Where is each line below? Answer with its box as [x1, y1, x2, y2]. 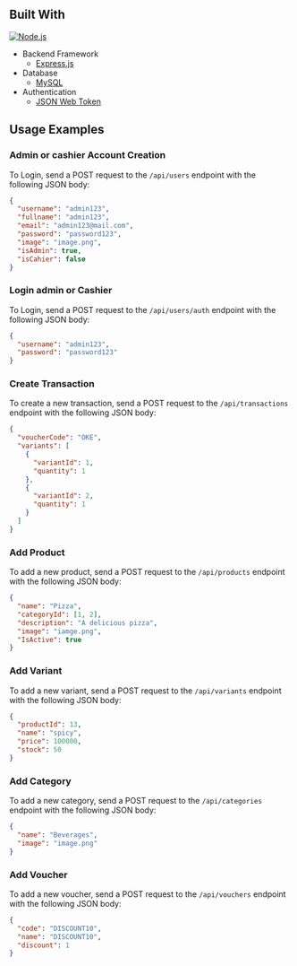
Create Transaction [9, 378, 96, 390]
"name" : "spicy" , [17, 728, 82, 738]
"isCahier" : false [17, 255, 87, 264]
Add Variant [9, 665, 63, 677]
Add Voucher [9, 868, 68, 881]
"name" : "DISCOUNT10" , [17, 932, 102, 941]
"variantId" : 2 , [32, 492, 94, 500]
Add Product [9, 546, 65, 559]
